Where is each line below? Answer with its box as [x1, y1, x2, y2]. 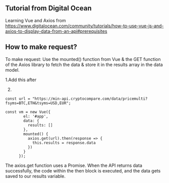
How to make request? [5, 43, 77, 51]
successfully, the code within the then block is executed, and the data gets [5, 167, 161, 173]
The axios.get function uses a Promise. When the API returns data [5, 162, 142, 168]
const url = [5, 96, 30, 101]
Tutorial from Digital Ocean [5, 4, 92, 13]
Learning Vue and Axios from [5, 17, 66, 23]
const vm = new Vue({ [5, 109, 51, 114]
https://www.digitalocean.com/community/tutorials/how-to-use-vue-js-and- [5, 23, 164, 29]
